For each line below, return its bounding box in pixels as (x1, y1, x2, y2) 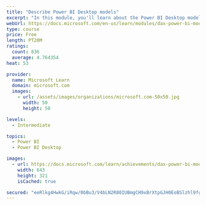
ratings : (6, 43, 29, 50)
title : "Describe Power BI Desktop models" (6, 9, 120, 15)
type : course (6, 26, 40, 32)
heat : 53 (6, 60, 29, 66)
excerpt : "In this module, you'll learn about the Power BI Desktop (6, 15, 185, 21)
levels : (6, 116, 26, 122)
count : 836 (12, 49, 40, 55)
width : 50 (22, 100, 48, 106)
